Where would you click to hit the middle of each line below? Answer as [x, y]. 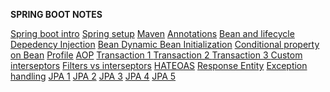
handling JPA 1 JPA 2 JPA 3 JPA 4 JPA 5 [93, 76]
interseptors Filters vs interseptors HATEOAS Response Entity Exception [159, 65]
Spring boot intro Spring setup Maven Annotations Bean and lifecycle [152, 33]
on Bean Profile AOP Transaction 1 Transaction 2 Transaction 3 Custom [156, 55]
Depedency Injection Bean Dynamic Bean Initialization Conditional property [165, 44]
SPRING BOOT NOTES [56, 14]
